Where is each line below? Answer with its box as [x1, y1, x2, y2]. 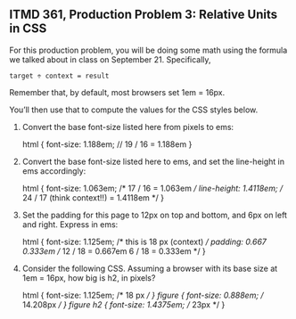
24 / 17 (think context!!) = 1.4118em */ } [21, 192, 165, 203]
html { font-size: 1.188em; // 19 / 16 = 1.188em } [21, 138, 193, 150]
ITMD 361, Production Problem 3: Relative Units [9, 7, 278, 22]
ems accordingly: [21, 165, 86, 176]
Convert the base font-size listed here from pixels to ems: [21, 121, 234, 132]
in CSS [9, 21, 47, 37]
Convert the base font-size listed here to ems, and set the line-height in [21, 156, 285, 167]
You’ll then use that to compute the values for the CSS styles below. [9, 104, 259, 115]
